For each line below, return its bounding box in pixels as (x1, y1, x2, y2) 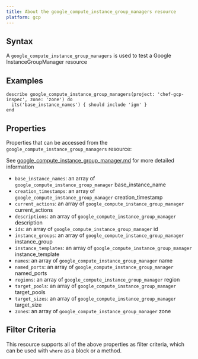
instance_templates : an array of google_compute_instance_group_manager (14, 244, 193, 251)
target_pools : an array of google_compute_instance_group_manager (14, 282, 177, 289)
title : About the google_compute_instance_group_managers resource (6, 8, 177, 15)
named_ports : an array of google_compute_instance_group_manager (14, 263, 174, 270)
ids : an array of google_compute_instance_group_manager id (14, 225, 158, 232)
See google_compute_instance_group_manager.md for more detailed (6, 157, 175, 164)
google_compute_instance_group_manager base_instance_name (14, 181, 166, 188)
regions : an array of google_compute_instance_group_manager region (14, 276, 180, 283)
